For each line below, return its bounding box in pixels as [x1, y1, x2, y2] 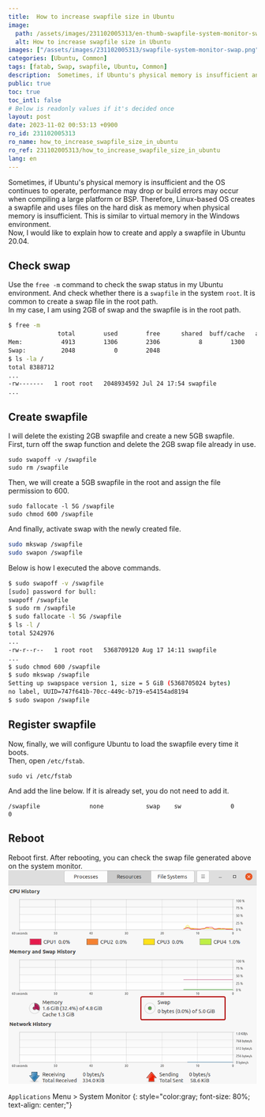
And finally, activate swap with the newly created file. [8, 524, 181, 533]
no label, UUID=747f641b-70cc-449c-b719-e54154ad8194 [8, 688, 189, 696]
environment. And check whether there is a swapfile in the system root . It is [8, 289, 256, 298]
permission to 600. [8, 487, 69, 495]
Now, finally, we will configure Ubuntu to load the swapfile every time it [8, 739, 239, 748]
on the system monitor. [8, 861, 83, 870]
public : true [8, 79, 51, 87]
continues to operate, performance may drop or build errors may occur [8, 186, 239, 195]
